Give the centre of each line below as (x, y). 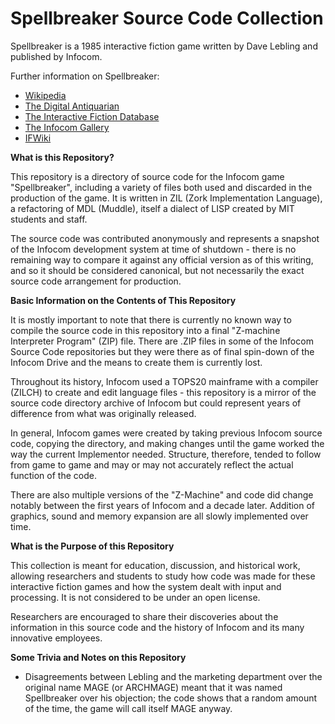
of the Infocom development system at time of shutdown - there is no (153, 249)
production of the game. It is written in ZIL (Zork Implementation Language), (166, 198)
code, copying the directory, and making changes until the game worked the (167, 443)
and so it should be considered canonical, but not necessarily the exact (157, 270)
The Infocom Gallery (67, 127)
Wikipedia (45, 95)
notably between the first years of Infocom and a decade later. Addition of (163, 505)
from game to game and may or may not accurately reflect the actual (152, 464)
